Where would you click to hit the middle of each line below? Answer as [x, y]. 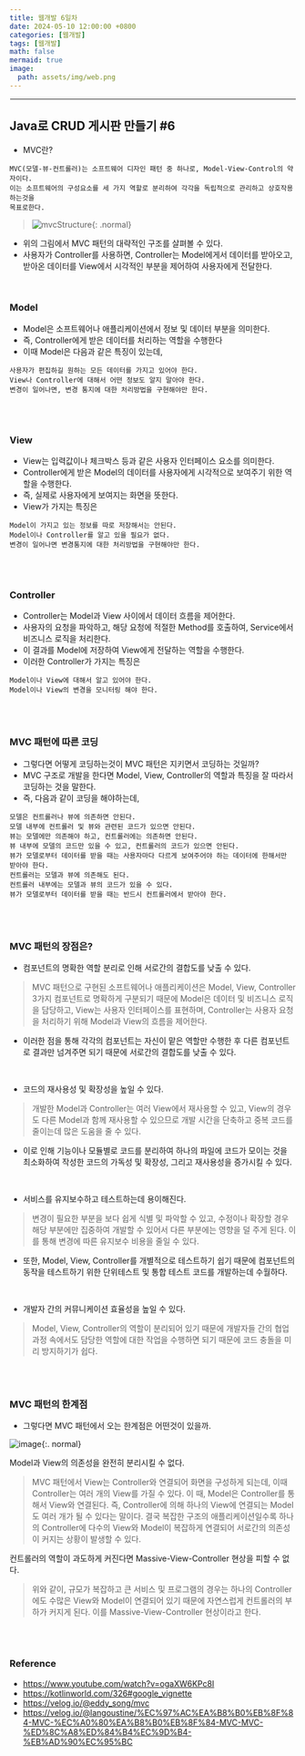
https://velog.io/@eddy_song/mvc [86, 1703]
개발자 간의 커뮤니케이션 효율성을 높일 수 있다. [104, 1309]
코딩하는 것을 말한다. [59, 786]
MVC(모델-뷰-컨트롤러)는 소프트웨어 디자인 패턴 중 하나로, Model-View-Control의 [147, 169]
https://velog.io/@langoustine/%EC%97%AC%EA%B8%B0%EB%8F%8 [158, 1712]
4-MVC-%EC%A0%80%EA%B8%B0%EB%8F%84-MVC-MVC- [143, 1722]
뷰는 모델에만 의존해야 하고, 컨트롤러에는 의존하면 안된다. [104, 836]
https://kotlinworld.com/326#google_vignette [107, 1693]
